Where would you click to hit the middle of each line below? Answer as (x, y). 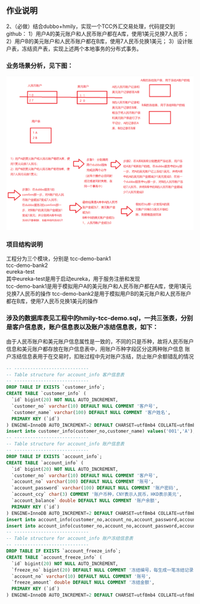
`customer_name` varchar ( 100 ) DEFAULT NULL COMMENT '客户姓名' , (91, 412)
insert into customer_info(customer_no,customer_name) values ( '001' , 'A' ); (101, 431)
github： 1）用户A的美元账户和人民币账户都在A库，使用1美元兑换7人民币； (98, 33)
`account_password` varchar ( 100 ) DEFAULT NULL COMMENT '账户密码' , (95, 488)
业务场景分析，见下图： (40, 66)
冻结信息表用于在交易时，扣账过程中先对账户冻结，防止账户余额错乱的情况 (102, 356)
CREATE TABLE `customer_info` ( (46, 394)
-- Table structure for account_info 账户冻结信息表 (70, 539)
